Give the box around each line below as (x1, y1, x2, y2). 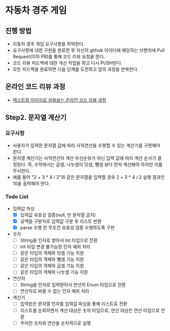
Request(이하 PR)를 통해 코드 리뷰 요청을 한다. (12, 54, 105, 59)
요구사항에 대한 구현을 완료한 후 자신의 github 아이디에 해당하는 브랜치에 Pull (12, 47, 165, 53)
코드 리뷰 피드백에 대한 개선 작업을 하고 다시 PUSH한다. (12, 60, 123, 66)
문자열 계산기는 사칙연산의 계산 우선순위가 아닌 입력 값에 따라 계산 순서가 (12, 155, 156, 161)
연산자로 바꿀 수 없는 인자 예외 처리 (20, 288, 90, 294)
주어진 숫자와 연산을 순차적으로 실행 (20, 320, 91, 326)
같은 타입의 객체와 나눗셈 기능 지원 (20, 269, 88, 275)
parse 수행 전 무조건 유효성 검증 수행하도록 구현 (20, 224, 115, 230)
